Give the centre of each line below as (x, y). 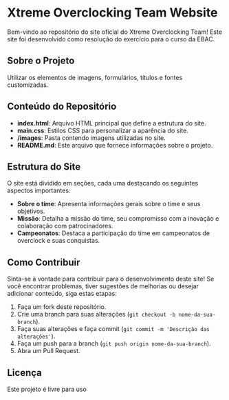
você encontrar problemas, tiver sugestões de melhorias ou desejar (103, 286)
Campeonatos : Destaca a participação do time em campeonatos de (113, 233)
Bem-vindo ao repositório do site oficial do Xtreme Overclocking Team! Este (115, 32)
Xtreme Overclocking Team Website (112, 13)
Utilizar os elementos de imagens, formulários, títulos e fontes (95, 77)
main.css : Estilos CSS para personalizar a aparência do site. (103, 130)
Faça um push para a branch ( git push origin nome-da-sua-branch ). (114, 343)
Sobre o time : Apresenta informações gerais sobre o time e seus (109, 204)
